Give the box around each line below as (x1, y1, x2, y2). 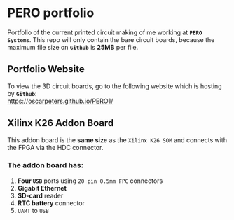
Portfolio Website (7, 63, 85, 75)
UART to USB (17, 206, 49, 214)
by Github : (7, 89, 37, 97)
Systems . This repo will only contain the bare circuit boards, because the (7, 35, 215, 43)
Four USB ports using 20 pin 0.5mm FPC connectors (17, 177, 163, 185)
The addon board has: (7, 160, 84, 170)
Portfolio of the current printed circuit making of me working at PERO (7, 28, 202, 36)
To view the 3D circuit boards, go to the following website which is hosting (7, 82, 222, 90)
